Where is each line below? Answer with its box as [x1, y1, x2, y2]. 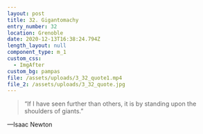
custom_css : [7, 55, 42, 62]
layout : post [7, 10, 45, 17]
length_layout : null [7, 42, 67, 49]
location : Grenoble [7, 29, 64, 37]
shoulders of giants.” [24, 107, 84, 115]
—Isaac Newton [7, 120, 53, 128]
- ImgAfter [13, 61, 45, 68]
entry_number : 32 [7, 23, 58, 30]
